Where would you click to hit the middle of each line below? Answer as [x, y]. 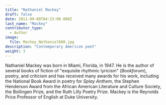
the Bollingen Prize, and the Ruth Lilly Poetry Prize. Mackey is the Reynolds [82, 92]
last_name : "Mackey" [27, 24]
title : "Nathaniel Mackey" [33, 10]
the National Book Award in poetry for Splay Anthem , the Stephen [72, 81]
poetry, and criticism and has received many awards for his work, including [82, 76]
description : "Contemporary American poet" [51, 47]
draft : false [19, 14]
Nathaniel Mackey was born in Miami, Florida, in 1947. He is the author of [80, 65]
